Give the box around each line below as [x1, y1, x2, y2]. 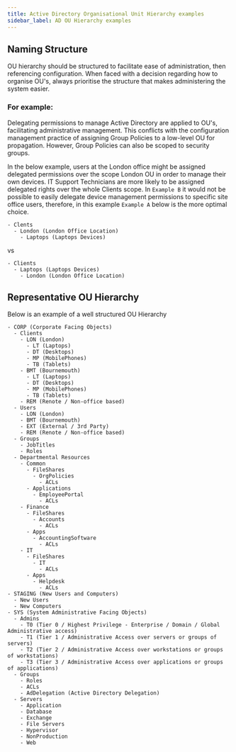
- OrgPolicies [33, 473, 74, 480]
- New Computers [13, 603, 62, 610]
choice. [7, 207, 30, 216]
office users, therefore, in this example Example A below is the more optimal [7, 200, 227, 208]
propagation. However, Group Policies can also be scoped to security [7, 141, 210, 150]
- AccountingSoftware [33, 534, 97, 542]
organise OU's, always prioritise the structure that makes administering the [7, 77, 226, 86]
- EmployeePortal [33, 491, 84, 498]
